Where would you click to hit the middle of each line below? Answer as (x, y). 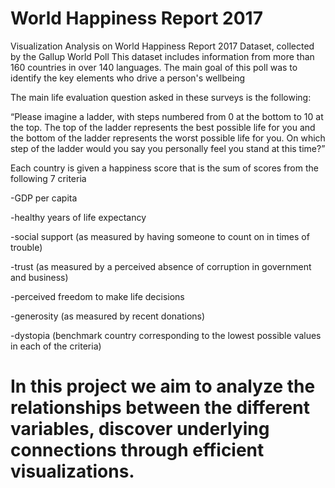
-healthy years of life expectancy (78, 217)
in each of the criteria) (56, 346)
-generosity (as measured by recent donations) (108, 316)
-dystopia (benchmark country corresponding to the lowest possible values (166, 335)
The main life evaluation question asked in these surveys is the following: (161, 97)
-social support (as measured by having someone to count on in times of (160, 236)
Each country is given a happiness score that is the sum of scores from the (164, 168)
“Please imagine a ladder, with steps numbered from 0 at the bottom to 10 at (167, 116)
